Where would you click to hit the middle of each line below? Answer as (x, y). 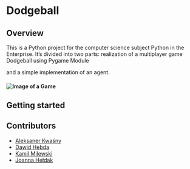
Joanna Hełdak (34, 160)
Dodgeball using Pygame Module (48, 60)
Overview (25, 33)
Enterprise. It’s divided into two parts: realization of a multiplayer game (95, 54)
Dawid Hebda (32, 147)
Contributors (31, 126)
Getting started (36, 105)
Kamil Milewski (34, 153)
